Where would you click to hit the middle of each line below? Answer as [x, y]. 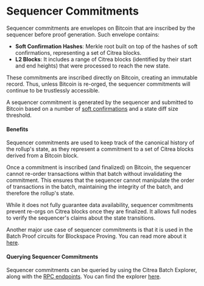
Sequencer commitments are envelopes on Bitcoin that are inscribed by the [101, 28]
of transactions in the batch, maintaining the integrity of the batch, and [95, 187]
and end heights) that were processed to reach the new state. [93, 66]
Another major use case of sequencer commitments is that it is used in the [100, 230]
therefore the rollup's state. [40, 194]
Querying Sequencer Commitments [52, 256]
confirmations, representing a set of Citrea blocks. [78, 52]
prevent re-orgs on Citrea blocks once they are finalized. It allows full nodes [101, 212]
